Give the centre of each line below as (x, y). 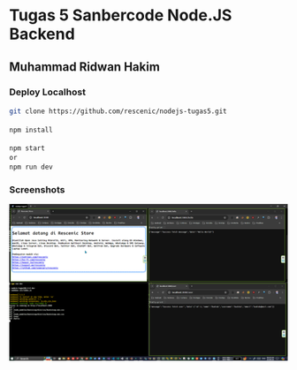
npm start (27, 148)
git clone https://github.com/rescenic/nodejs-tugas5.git (118, 111)
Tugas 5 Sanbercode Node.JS (121, 15)
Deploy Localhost (48, 92)
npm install (31, 130)
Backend (42, 34)
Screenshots (37, 189)
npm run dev (31, 167)
